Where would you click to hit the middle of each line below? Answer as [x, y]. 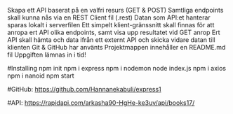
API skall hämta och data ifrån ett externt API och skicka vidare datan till [111, 40]
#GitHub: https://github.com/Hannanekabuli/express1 [84, 89]
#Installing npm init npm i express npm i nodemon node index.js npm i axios [117, 68]
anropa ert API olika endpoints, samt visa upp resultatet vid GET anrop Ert [114, 32]
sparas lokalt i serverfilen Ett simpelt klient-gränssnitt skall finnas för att [111, 25]
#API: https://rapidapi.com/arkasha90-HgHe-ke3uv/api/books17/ [101, 103]
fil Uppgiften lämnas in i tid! [47, 55]
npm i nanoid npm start [41, 76]
